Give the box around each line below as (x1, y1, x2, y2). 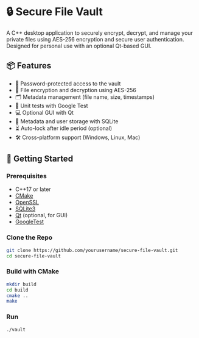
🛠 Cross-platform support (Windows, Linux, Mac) (15, 134, 141, 141)
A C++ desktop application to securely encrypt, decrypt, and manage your (6, 29, 194, 37)
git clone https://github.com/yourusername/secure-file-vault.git (6, 247, 178, 253)
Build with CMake (6, 267, 60, 276)
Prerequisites (6, 172, 47, 181)
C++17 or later (15, 185, 51, 193)
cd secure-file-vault (6, 253, 61, 259)
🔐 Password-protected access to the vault (15, 80, 121, 87)
